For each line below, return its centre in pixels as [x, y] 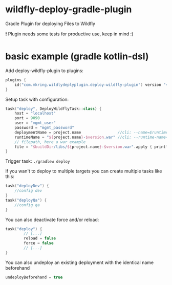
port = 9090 [27, 118]
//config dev [28, 191]
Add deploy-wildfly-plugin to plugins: [44, 71]
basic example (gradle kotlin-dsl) [77, 57]
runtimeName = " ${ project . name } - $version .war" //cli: [73, 137]
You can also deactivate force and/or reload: [52, 220]
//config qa [27, 205]
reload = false [40, 238]
